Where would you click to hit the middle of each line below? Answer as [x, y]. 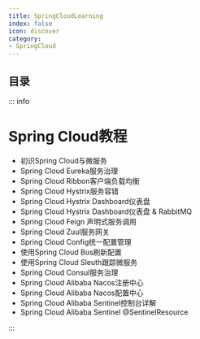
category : [25, 39]
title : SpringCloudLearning [56, 16]
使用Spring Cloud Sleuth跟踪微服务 [79, 262]
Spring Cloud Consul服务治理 [69, 272]
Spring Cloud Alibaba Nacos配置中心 [82, 293]
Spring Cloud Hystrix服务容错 [70, 191]
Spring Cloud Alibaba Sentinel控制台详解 [88, 302]
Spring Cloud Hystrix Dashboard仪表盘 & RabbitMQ [106, 211]
